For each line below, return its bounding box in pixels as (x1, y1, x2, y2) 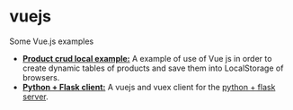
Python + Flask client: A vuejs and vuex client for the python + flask (22, 81, 276, 92)
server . (22, 91, 49, 102)
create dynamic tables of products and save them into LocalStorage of (22, 63, 284, 73)
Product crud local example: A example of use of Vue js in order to (22, 53, 272, 63)
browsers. (22, 72, 60, 82)
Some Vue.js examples (9, 36, 94, 47)
